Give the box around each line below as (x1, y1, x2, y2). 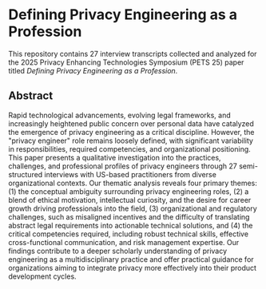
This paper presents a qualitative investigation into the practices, (8, 152, 221, 162)
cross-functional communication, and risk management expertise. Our (8, 237, 240, 247)
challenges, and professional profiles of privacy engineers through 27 (8, 161, 238, 171)
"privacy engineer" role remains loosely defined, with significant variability (8, 136, 254, 145)
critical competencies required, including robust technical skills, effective (8, 229, 249, 239)
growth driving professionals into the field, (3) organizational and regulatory (8, 204, 257, 213)
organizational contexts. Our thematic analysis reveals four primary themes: (8, 178, 258, 188)
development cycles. (8, 271, 77, 281)
